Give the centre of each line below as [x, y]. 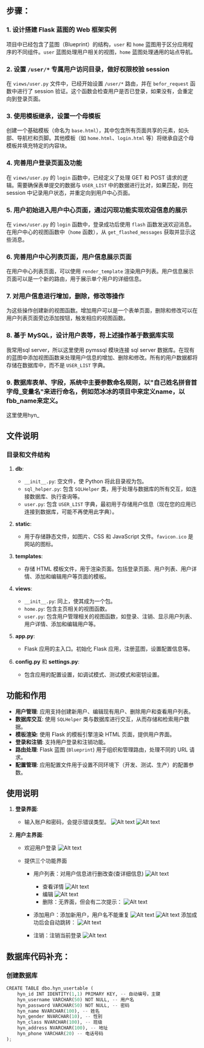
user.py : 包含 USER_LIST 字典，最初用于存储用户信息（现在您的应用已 [110, 504]
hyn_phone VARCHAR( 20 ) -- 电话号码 [60, 1034]
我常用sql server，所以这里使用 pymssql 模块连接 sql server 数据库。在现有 [100, 350]
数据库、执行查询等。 [56, 496]
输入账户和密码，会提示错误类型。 [67, 822]
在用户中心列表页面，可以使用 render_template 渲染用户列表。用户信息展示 [100, 271]
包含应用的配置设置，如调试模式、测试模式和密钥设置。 [93, 674]
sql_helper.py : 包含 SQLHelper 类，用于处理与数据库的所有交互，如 [107, 488]
